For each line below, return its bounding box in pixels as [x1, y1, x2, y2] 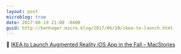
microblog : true [6, 14, 46, 20]
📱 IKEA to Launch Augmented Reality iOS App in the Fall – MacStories [6, 41, 176, 48]
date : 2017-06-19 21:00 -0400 [6, 19, 81, 25]
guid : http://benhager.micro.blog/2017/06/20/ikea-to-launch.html [6, 25, 173, 31]
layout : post [6, 8, 38, 15]
